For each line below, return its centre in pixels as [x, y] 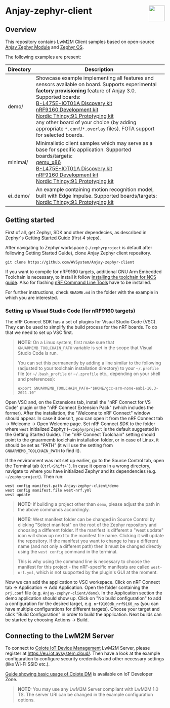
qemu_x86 [48, 162]
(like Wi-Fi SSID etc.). [28, 664]
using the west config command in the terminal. [68, 552]
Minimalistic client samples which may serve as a [94, 143]
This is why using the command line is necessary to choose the [84, 562]
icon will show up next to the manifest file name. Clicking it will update [91, 536]
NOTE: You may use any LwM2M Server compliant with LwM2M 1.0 [88, 689]
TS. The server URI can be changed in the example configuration [85, 694]
